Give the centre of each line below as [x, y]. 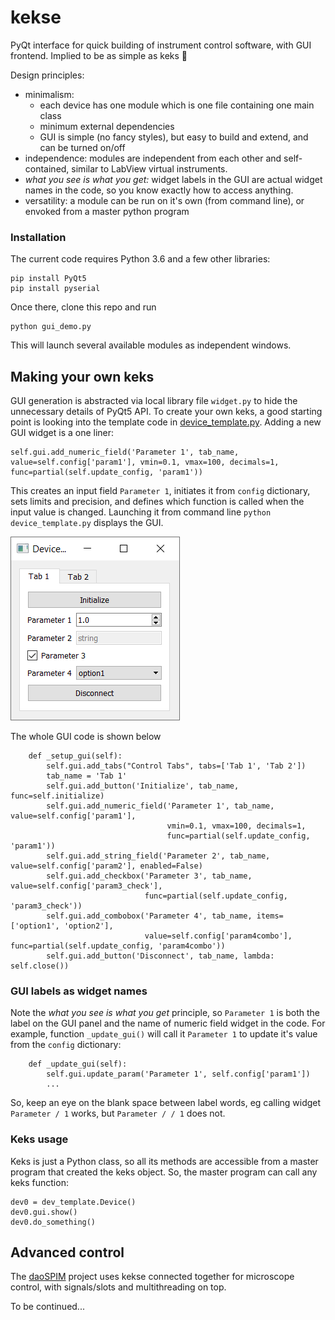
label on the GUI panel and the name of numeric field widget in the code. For [168, 1023]
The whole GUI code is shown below [86, 737]
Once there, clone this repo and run [83, 307]
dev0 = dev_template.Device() [73, 1202]
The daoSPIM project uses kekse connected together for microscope [152, 1277]
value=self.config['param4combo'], [218, 936]
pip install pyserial [55, 289]
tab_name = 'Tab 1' [87, 776]
